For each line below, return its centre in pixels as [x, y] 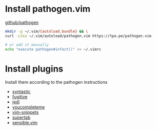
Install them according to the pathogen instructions [56, 82]
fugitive [20, 97]
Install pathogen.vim [48, 9]
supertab [21, 117]
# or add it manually [27, 45]
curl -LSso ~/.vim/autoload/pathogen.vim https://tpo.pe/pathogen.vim [78, 36]
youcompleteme [28, 107]
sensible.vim [25, 123]
